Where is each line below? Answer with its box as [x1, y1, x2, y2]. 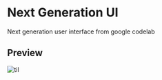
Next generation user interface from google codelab [7, 27, 155, 36]
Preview [7, 47, 43, 59]
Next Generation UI [7, 5, 119, 21]
